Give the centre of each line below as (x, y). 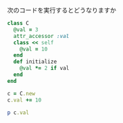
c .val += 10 (24, 100)
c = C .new (21, 93)
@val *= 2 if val (45, 68)
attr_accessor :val (41, 36)
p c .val (18, 113)
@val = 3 (26, 30)
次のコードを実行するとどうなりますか (61, 10)
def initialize (35, 62)
